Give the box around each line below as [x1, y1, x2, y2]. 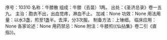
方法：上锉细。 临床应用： [101, 17, 156, 22]
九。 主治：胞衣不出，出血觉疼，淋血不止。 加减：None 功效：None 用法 [5, 10, 156, 16]
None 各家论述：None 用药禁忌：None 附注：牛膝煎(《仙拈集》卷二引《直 [5, 23, 157, 29]
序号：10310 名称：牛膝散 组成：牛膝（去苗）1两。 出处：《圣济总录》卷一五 [5, 4, 162, 10]
